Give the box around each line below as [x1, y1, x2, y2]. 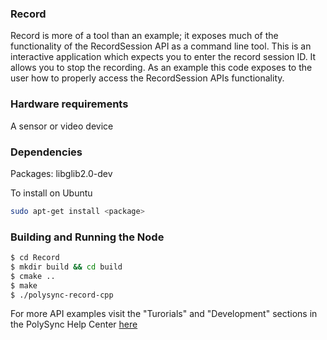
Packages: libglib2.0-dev [10, 167, 113, 179]
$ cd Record [10, 253, 60, 263]
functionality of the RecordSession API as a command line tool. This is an [10, 40, 312, 52]
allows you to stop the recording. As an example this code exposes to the [10, 62, 313, 74]
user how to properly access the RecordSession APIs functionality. [10, 72, 285, 84]
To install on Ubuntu [10, 187, 93, 199]
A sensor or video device [10, 120, 114, 132]
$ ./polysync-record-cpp [10, 290, 114, 300]
